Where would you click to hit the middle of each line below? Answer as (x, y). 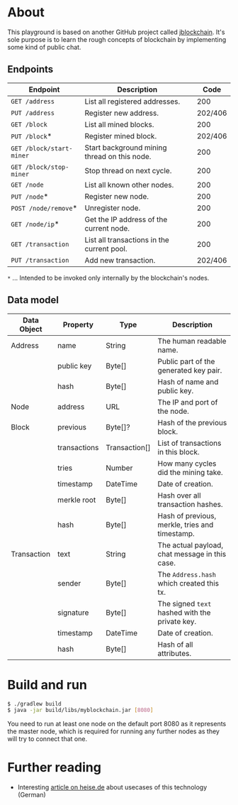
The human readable (192, 341)
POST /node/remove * (44, 208)
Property (78, 324)
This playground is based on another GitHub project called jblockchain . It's (116, 32)
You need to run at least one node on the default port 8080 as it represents (117, 724)
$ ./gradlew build (34, 703)
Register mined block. (121, 136)
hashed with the (184, 613)
